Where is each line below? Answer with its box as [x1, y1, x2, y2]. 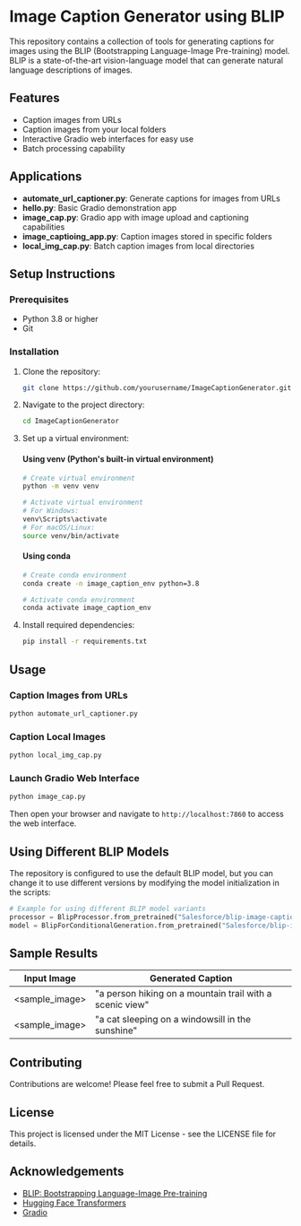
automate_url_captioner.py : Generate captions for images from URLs [21, 193, 280, 204]
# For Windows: [21, 507, 80, 516]
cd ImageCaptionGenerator [21, 417, 119, 426]
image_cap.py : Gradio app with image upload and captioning [21, 212, 249, 222]
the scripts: [9, 886, 51, 898]
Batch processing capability [21, 143, 125, 153]
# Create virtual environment [21, 474, 136, 483]
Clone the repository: [21, 366, 101, 377]
